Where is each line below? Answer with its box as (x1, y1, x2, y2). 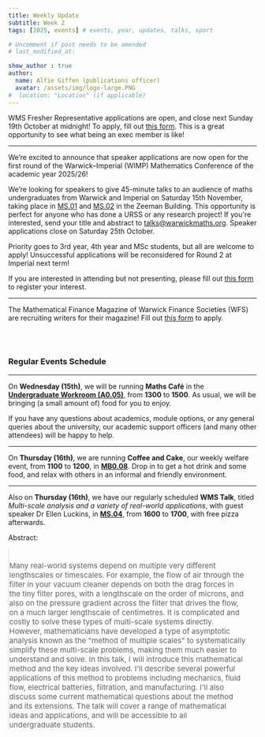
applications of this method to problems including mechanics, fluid (9, 672, 241, 683)
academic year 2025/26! (8, 169, 88, 178)
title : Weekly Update (8, 11, 80, 20)
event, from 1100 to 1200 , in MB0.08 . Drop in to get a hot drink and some (8, 461, 247, 471)
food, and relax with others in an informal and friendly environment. (8, 470, 227, 479)
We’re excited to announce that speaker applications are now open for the (8, 152, 248, 162)
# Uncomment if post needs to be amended (8, 40, 147, 48)
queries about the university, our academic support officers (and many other (8, 422, 257, 431)
